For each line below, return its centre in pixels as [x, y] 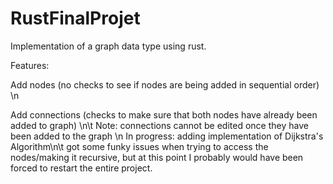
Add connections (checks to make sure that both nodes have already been [164, 114]
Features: [30, 65]
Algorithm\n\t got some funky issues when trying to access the [139, 146]
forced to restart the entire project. [81, 168]
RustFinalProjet [75, 18]
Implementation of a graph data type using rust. [108, 46]
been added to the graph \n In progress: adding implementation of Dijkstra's [167, 136]
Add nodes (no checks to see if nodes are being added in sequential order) [165, 84]
